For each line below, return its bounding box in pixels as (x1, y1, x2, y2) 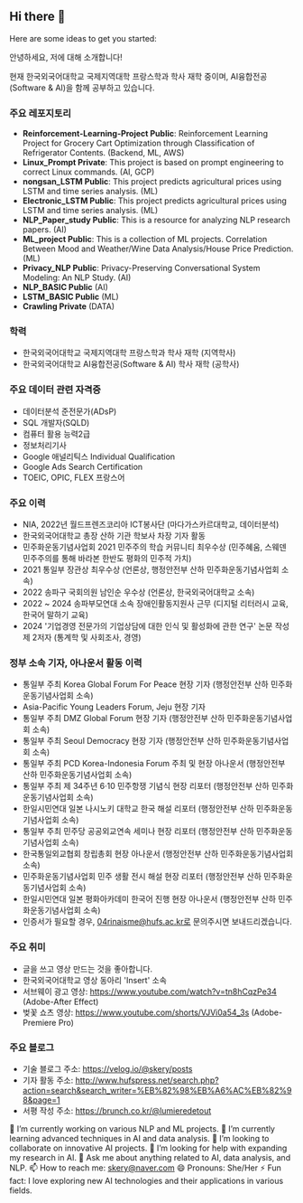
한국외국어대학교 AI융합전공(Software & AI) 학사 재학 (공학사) (22, 359, 240, 370)
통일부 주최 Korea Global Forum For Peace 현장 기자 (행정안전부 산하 (22, 679, 269, 690)
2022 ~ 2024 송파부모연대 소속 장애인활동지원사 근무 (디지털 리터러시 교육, (22, 598, 289, 608)
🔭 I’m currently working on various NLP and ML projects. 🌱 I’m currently (9, 1123, 275, 1134)
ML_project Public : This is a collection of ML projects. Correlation (22, 234, 268, 245)
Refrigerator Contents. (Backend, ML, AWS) (22, 147, 185, 158)
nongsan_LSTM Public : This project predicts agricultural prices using (22, 176, 282, 187)
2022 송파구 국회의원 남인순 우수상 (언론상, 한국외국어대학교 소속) (22, 587, 255, 597)
